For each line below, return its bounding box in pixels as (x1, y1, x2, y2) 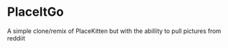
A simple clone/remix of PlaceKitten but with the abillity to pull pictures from (7, 27, 221, 35)
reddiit (7, 34, 25, 42)
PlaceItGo (7, 4, 64, 20)
